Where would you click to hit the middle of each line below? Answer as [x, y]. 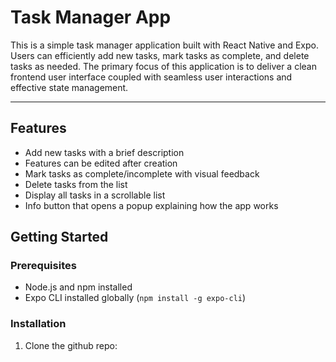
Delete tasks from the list [76, 184]
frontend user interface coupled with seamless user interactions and [151, 77]
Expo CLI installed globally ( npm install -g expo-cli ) [135, 298]
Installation [38, 324]
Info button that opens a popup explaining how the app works [151, 205]
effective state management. [69, 87]
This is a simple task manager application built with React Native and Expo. [165, 45]
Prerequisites [43, 266]
